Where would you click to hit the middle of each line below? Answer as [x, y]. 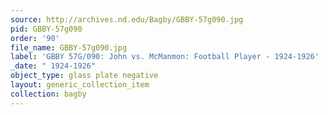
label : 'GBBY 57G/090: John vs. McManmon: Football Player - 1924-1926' [165, 57]
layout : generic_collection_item [80, 85]
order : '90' [35, 38]
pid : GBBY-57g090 [46, 29]
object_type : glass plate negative [84, 76]
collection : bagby [48, 94]
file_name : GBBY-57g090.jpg [69, 47]
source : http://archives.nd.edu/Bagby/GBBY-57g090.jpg [127, 19]
